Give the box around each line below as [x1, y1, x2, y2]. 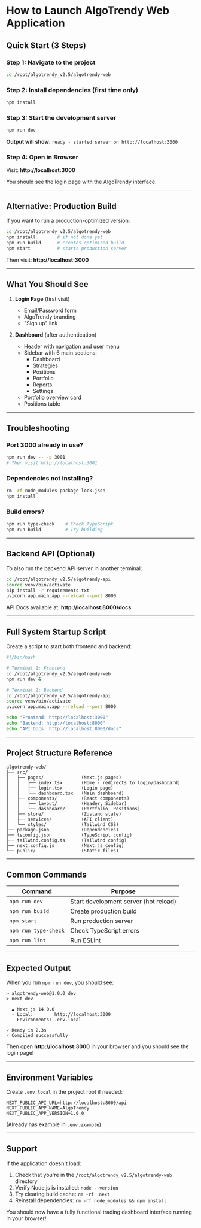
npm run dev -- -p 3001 [6, 455, 66, 461]
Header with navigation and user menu [23, 343, 120, 350]
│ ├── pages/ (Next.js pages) [6, 774, 121, 781]
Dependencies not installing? [6, 474, 93, 482]
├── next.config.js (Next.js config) [6, 842, 124, 848]
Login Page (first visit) [14, 295, 70, 303]
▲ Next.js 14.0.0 [11, 1006, 55, 1012]
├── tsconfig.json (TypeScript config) [6, 832, 133, 838]
